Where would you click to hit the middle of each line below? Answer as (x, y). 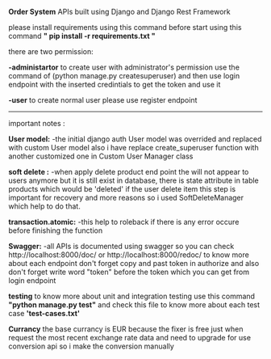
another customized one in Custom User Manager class (101, 156)
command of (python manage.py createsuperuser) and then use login (124, 76)
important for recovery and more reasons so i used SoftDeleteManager (126, 198)
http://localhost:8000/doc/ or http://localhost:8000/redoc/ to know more (129, 255)
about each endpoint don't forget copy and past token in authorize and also (134, 263)
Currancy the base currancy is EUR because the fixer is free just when (126, 329)
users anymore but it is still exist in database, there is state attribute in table (134, 180)
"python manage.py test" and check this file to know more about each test (134, 305)
